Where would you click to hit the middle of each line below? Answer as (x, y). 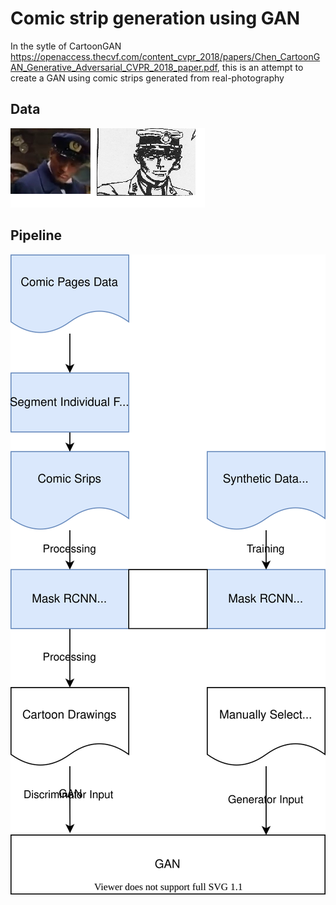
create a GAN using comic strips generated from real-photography (147, 78)
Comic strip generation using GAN (155, 18)
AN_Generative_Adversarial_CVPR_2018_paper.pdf (114, 67)
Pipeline (36, 235)
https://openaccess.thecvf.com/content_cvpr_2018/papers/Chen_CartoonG (165, 56)
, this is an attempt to (260, 67)
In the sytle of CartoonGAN (66, 46)
